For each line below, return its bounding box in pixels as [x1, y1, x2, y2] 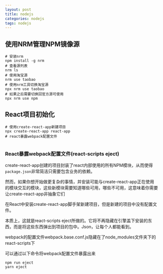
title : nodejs [5, 12, 34, 17]
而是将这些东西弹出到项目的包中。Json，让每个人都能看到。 [13, 224, 134, 230]
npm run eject [5, 260, 34, 265]
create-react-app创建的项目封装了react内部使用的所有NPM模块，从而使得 [5, 163, 153, 168]
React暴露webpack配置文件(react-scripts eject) [5, 150, 120, 157]
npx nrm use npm [5, 96, 38, 101]
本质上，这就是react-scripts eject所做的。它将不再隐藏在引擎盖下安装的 [5, 218, 148, 224]
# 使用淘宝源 [5, 73, 28, 78]
